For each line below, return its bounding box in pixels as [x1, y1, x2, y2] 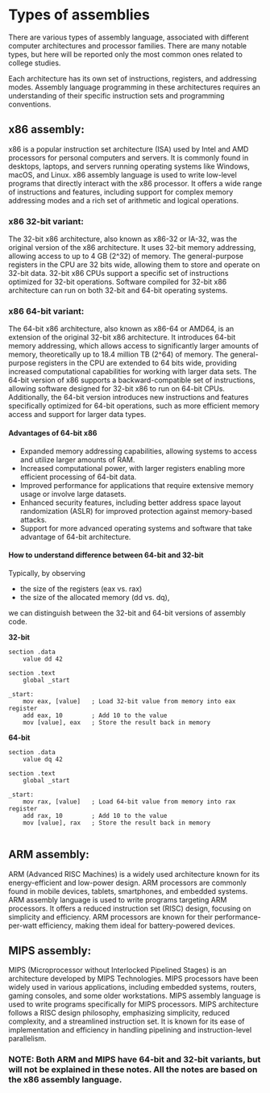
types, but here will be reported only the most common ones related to [8, 49, 243, 59]
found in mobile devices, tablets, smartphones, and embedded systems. [8, 886, 248, 896]
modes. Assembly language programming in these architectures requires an [8, 82, 260, 92]
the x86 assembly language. [8, 1074, 123, 1086]
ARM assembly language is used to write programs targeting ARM [8, 895, 227, 904]
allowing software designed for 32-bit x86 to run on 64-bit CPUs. [8, 384, 226, 394]
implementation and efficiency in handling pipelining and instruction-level [8, 1025, 252, 1035]
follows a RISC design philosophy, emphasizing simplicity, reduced [8, 1008, 231, 1018]
